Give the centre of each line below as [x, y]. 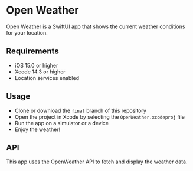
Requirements [32, 51]
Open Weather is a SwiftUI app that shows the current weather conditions [96, 26]
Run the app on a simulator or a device [62, 123]
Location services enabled [47, 78]
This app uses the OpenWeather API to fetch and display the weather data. [97, 162]
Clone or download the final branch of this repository [80, 110]
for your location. [27, 32]
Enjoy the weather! [37, 129]
